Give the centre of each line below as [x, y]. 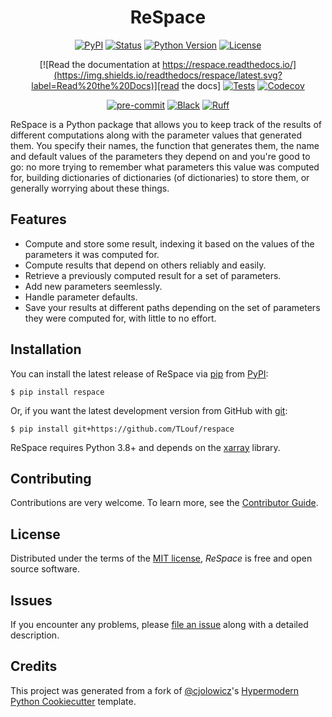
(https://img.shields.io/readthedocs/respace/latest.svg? [168, 75]
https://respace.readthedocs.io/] [229, 64]
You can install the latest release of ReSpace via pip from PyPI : [139, 373]
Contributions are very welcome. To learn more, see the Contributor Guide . [164, 503]
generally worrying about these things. [90, 188]
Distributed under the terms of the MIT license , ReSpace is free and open [161, 558]
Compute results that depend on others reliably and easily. [145, 265]
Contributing [51, 478]
